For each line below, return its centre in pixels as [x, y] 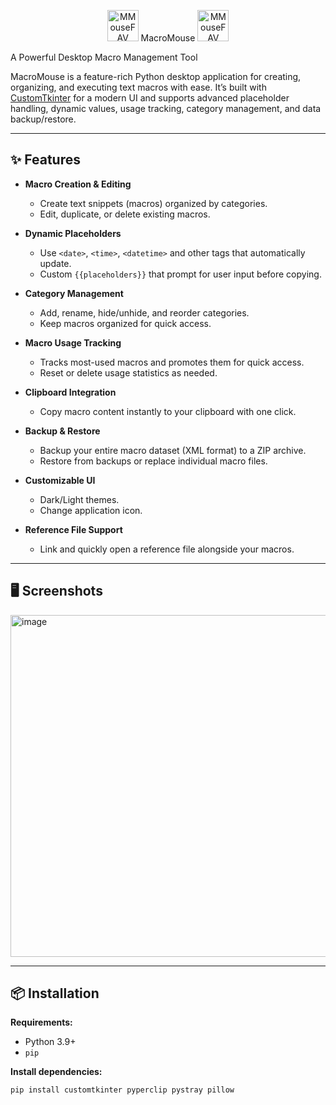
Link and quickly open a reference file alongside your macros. [167, 549]
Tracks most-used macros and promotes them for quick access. [172, 362]
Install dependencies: [56, 1072]
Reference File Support [73, 529]
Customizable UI [60, 480]
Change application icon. [91, 510]
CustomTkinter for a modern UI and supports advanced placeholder [150, 98]
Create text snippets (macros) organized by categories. [153, 203]
